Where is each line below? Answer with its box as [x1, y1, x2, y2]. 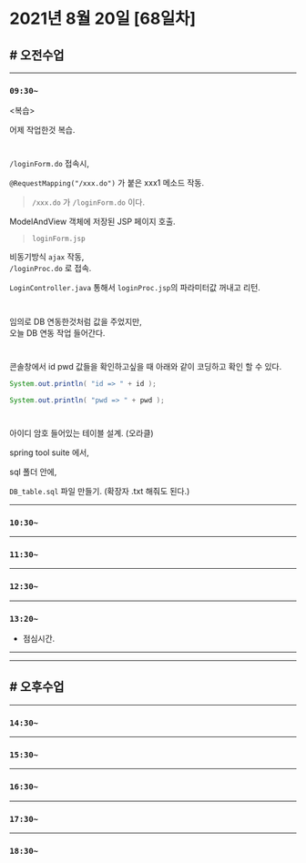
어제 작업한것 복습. [9, 125, 76, 136]
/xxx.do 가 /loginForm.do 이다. [31, 197, 146, 208]
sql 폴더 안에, [9, 466, 57, 477]
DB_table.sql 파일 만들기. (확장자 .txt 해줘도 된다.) [9, 485, 190, 496]
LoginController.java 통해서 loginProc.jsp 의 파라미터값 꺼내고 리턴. [9, 282, 261, 293]
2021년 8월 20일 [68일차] [9, 8, 197, 29]
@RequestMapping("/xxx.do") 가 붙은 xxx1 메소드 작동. [9, 178, 205, 188]
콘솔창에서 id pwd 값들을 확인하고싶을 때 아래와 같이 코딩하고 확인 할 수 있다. [9, 360, 282, 371]
